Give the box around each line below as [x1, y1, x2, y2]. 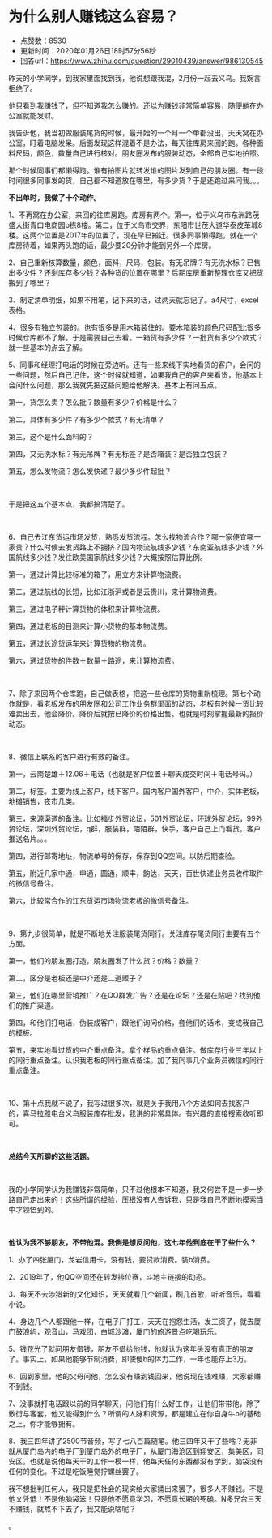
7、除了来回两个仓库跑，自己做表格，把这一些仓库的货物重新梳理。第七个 [8, 688, 253, 698]
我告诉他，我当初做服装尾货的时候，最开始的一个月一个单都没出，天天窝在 [8, 127, 257, 138]
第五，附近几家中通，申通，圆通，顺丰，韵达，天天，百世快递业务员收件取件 [8, 868, 264, 878]
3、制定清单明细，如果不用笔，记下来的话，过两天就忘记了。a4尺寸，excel [8, 295, 259, 305]
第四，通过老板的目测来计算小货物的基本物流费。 [8, 621, 172, 630]
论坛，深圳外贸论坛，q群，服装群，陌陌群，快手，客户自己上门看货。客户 [15, 823, 261, 833]
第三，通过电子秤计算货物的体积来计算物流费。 [8, 604, 164, 613]
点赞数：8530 [19, 36, 67, 45]
